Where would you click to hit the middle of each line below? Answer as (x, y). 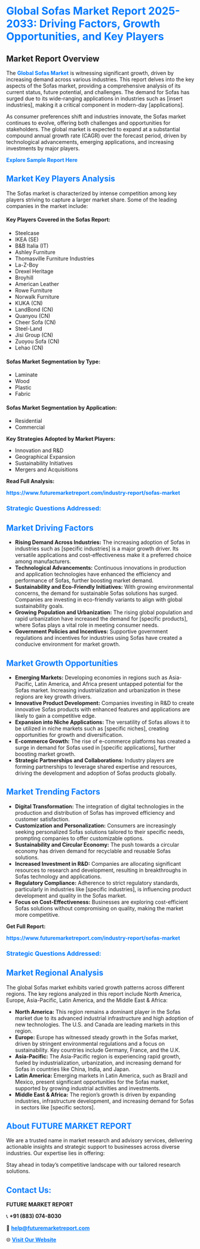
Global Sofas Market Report (76, 11)
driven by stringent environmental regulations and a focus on (90, 1043)
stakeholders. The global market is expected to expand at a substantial (93, 129)
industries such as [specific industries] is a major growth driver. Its (97, 549)
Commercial (30, 428)
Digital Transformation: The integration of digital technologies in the (99, 806)
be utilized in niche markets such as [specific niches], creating (92, 728)
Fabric (23, 394)
